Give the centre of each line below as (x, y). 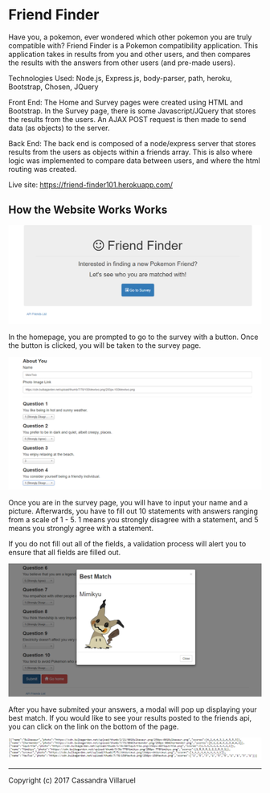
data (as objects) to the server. (59, 128)
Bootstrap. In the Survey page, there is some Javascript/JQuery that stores (132, 111)
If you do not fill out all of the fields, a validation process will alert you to (127, 543)
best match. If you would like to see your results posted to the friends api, (130, 717)
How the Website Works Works (88, 210)
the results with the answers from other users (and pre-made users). (122, 63)
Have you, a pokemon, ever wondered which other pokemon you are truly (130, 37)
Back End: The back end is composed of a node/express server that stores (132, 143)
